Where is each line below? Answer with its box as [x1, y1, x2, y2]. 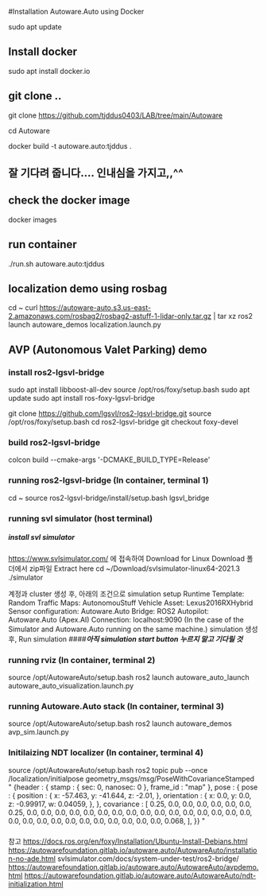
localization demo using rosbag [8, 282, 168, 296]
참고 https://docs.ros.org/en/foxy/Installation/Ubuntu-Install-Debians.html [8, 836, 248, 846]
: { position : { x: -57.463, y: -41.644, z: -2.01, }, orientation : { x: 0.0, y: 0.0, [8, 790, 252, 800]
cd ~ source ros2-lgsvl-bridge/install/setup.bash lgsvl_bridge [8, 493, 210, 502]
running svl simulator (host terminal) [8, 513, 153, 524]
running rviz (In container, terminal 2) [8, 654, 156, 665]
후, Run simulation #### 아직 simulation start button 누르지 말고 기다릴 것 [8, 634, 243, 643]
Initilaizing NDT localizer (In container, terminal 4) [8, 747, 204, 758]
